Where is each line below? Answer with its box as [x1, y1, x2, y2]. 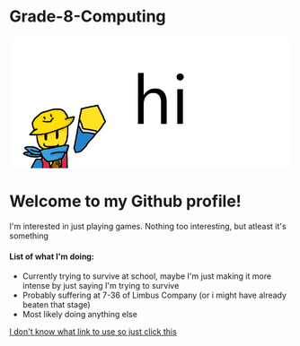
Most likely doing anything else [22, 309, 137, 320]
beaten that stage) [22, 299, 92, 310]
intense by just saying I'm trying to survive [22, 281, 180, 291]
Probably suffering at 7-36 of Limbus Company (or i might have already [22, 290, 287, 301]
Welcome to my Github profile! [9, 191, 243, 212]
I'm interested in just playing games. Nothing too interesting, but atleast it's [9, 221, 287, 232]
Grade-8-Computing [9, 6, 166, 27]
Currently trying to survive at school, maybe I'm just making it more [22, 271, 272, 281]
